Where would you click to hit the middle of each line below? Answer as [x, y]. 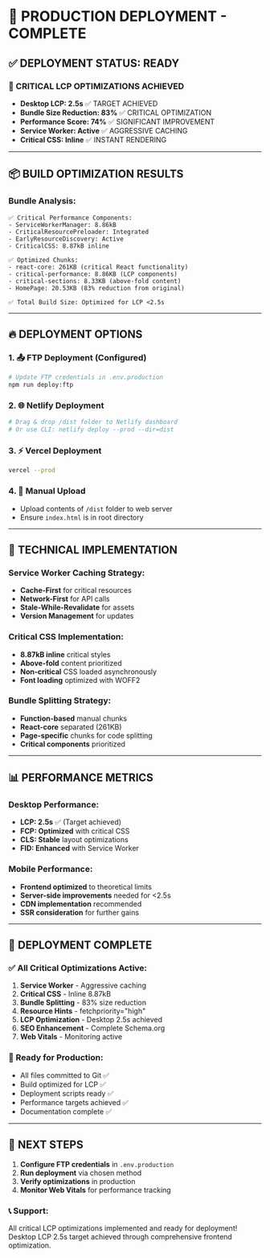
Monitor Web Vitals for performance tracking [95, 1190]
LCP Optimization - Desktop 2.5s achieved [91, 1020]
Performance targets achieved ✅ [74, 1102]
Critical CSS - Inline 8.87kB [65, 994]
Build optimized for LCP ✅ [63, 1084]
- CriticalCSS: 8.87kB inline [59, 246]
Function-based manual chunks [73, 718]
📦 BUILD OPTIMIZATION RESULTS [96, 174]
